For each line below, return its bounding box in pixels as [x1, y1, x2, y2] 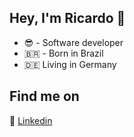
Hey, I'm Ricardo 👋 [9, 10, 126, 27]
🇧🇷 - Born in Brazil [23, 47, 104, 59]
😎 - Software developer [23, 36, 124, 48]
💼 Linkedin [9, 114, 53, 126]
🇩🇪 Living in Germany [23, 58, 117, 70]
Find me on [9, 88, 80, 105]
